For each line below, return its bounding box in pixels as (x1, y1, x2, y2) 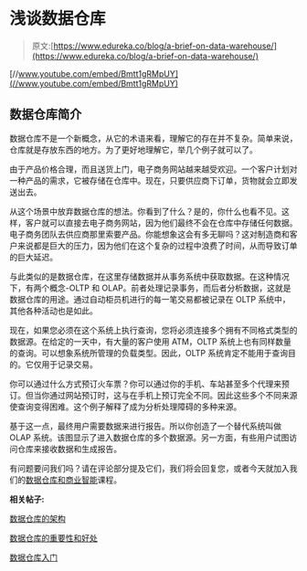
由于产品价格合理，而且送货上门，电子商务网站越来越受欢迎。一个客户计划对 (9, 164, 298, 174)
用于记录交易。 (40, 358, 98, 370)
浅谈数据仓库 (9, 8, 107, 29)
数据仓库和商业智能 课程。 (26, 474, 122, 485)
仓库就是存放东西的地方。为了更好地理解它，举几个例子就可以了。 (9, 143, 258, 155)
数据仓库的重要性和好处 (9, 532, 98, 544)
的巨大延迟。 (9, 251, 58, 262)
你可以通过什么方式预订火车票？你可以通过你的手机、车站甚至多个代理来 (9, 378, 281, 389)
